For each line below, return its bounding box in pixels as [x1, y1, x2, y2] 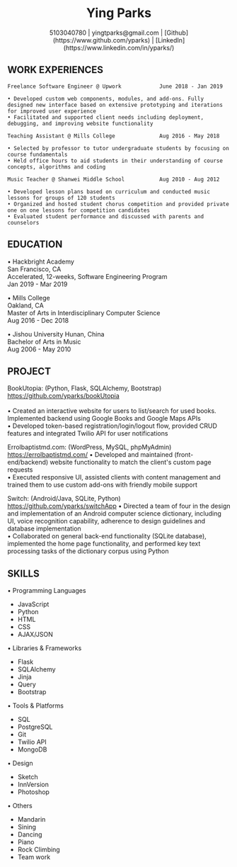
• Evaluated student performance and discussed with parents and [7, 212, 204, 220]
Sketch [17, 773, 39, 781]
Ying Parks [86, 5, 152, 21]
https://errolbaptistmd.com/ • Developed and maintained [7, 450, 173, 459]
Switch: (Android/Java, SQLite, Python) [7, 494, 122, 503]
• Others [7, 802, 33, 810]
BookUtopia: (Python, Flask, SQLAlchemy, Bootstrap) [7, 384, 162, 392]
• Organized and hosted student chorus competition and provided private [7, 200, 230, 208]
